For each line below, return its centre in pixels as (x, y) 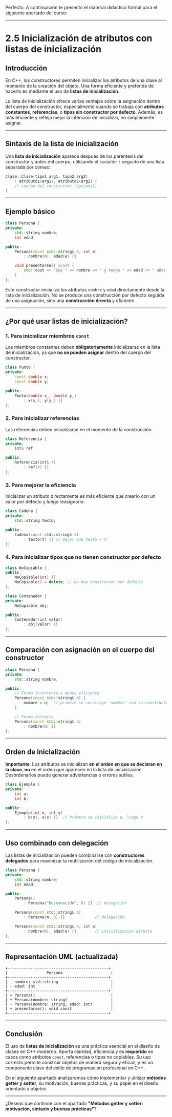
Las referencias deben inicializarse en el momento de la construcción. (79, 429)
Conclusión (24, 1034)
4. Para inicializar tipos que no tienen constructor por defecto (83, 557)
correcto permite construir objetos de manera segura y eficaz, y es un (79, 1063)
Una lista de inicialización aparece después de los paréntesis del (74, 156)
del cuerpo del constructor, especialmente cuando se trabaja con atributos (85, 107)
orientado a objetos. (26, 1089)
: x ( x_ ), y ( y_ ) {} (43, 401)
